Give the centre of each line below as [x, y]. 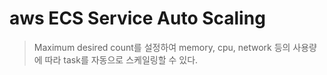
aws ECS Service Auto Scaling [137, 18]
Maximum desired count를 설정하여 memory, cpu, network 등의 [162, 47]
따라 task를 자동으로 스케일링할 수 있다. [121, 59]
